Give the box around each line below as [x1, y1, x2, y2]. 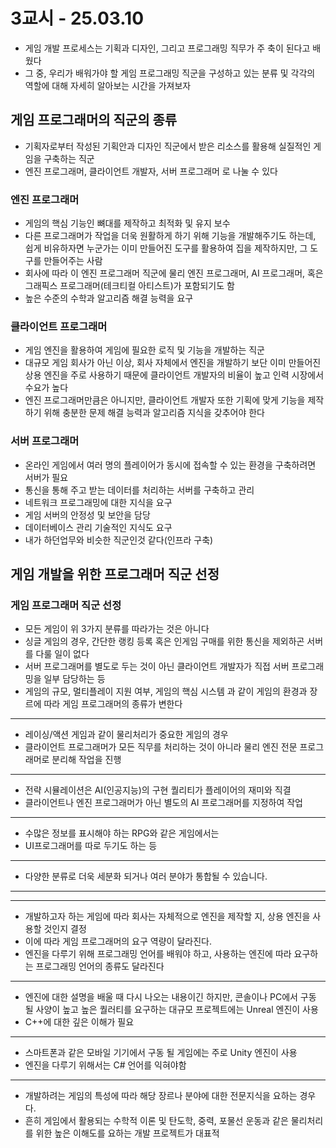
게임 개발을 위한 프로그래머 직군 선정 [10, 566, 220, 583]
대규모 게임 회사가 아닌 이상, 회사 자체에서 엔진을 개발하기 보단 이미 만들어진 [24, 357, 322, 369]
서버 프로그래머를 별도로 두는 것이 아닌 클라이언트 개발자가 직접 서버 [24, 660, 290, 673]
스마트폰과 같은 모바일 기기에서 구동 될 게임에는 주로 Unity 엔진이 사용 [24, 1047, 298, 1059]
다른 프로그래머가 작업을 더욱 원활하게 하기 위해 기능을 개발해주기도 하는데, [24, 230, 317, 242]
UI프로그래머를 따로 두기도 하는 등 [24, 840, 158, 852]
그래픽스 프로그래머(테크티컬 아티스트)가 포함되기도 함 [24, 280, 235, 292]
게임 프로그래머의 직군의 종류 [10, 112, 178, 129]
